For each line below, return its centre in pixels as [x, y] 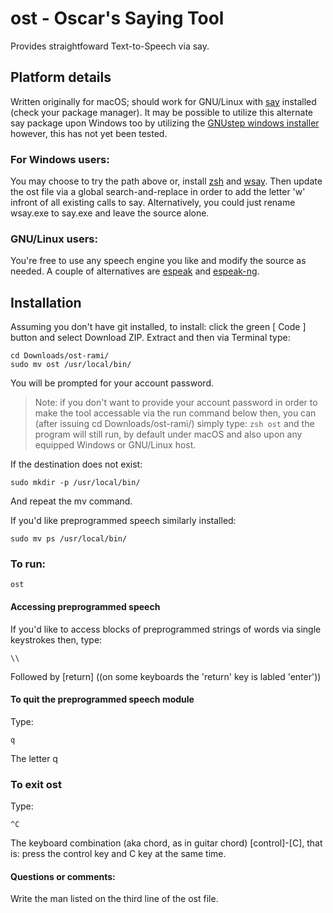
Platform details [61, 77]
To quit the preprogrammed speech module [102, 699]
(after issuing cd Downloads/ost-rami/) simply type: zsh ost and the [174, 424]
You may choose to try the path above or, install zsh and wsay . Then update [166, 181]
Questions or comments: [63, 876]
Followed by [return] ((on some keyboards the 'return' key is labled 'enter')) [166, 676]
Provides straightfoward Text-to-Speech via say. [110, 46]
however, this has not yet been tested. [89, 133]
